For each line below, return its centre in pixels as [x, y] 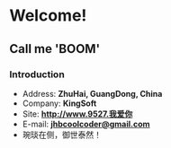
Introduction [37, 74]
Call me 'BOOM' [55, 49]
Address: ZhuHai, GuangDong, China [92, 93]
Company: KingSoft [59, 103]
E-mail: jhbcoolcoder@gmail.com [86, 124]
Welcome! [48, 16]
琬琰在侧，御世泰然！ [62, 135]
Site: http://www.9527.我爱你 [77, 114]
